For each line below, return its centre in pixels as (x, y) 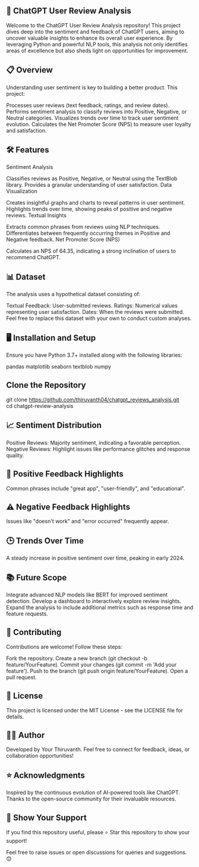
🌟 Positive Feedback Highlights (65, 474)
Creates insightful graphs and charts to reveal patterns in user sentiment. (96, 203)
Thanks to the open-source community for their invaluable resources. (91, 799)
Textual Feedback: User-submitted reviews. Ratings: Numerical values (92, 306)
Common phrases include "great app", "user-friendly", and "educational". (96, 488)
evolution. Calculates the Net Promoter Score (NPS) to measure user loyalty (99, 124)
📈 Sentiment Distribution (54, 425)
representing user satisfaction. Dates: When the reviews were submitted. (95, 312)
